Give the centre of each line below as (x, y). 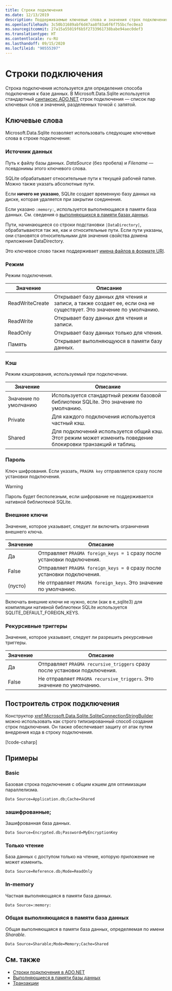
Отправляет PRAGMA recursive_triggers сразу (94, 664)
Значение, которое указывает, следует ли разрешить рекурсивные (79, 637)
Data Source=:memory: (28, 905)
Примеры (22, 758)
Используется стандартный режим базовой (106, 395)
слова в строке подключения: (38, 138)
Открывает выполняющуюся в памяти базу (108, 341)
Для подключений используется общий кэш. (107, 431)
